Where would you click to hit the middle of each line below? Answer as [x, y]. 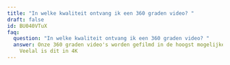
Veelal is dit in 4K [49, 51]
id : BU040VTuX [27, 26]
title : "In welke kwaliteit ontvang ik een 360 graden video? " [101, 13]
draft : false [26, 20]
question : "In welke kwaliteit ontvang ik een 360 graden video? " [112, 39]
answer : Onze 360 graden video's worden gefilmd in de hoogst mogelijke [119, 45]
